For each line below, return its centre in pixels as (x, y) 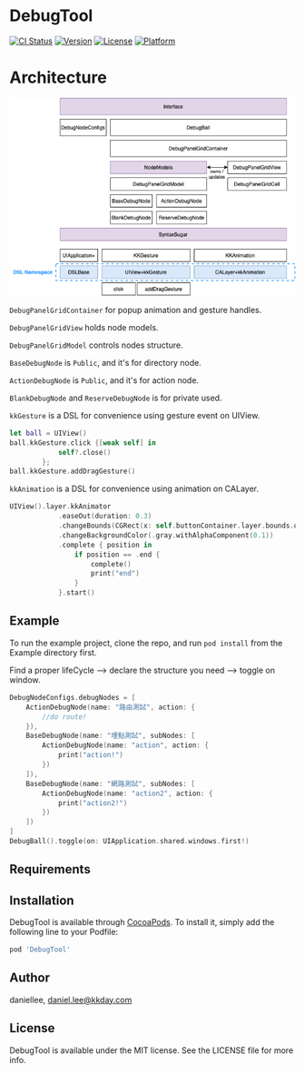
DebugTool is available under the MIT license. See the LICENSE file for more (152, 1050)
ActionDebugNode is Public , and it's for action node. (104, 380)
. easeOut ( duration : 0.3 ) (105, 517)
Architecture (58, 78)
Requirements (50, 869)
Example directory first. (53, 652)
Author (30, 978)
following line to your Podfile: (64, 932)
